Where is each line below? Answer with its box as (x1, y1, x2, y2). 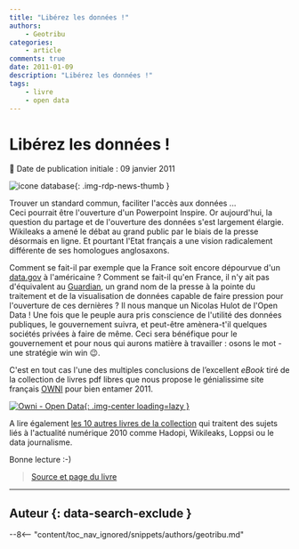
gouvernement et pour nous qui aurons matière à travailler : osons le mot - (9, 338, 282, 349)
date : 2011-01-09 (9, 63, 74, 72)
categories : (9, 37, 53, 47)
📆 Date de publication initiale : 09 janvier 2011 (9, 164, 175, 174)
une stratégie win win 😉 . (9, 348, 101, 359)
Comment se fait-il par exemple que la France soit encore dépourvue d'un (9, 262, 280, 273)
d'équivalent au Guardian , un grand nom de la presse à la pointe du (9, 281, 256, 292)
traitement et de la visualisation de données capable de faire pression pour (9, 291, 284, 302)
